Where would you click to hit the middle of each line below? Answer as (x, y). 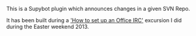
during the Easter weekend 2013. (48, 27)
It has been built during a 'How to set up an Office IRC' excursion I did (94, 20)
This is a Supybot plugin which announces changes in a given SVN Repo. (98, 9)
